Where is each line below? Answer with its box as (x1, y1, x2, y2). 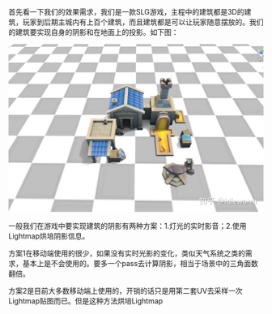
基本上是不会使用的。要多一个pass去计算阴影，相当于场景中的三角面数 (22, 259, 259, 269)
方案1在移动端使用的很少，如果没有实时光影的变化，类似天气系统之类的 (8, 248, 245, 258)
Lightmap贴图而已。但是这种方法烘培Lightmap (8, 296, 164, 306)
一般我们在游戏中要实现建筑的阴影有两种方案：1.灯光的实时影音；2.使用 (8, 222, 247, 231)
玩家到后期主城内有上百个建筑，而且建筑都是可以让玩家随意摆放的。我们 (22, 17, 264, 27)
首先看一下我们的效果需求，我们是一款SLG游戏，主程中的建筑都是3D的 (8, 7, 244, 16)
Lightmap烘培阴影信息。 (8, 231, 90, 241)
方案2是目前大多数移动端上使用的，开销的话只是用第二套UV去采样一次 (8, 286, 243, 296)
